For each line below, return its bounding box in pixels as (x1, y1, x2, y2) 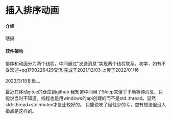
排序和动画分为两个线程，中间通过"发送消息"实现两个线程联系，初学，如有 (5, 60, 162, 67)
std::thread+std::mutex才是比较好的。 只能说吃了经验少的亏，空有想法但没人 (5, 101, 166, 108)
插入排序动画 (5, 5, 60, 16)
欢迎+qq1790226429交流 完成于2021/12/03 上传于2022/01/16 (9, 67, 139, 73)
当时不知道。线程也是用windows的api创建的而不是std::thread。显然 (14, 95, 156, 101)
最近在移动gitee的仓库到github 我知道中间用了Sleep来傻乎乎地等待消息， (5, 88, 159, 95)
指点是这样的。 (5, 108, 37, 114)
